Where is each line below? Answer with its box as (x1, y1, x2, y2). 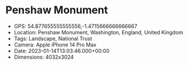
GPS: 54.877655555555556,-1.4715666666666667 (13, 23, 138, 30)
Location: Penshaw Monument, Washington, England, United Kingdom (13, 28, 184, 35)
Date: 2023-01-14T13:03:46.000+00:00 (13, 47, 110, 54)
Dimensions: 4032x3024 (13, 53, 74, 60)
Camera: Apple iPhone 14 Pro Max (13, 41, 97, 48)
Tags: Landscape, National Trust (13, 35, 92, 42)
